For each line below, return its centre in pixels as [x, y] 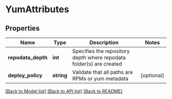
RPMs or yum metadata [101, 79]
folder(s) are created [97, 64]
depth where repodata [99, 57]
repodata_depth [28, 57]
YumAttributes [37, 9]
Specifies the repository [101, 51]
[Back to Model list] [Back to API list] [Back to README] [64, 91]
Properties [23, 28]
